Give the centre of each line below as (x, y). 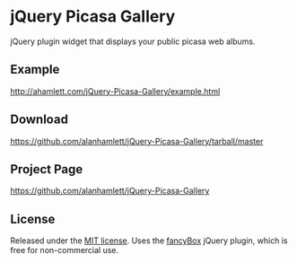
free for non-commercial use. (65, 250)
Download (39, 120)
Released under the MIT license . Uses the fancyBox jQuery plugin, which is (149, 241)
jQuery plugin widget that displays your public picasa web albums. (133, 41)
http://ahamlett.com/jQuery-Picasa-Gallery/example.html (115, 91)
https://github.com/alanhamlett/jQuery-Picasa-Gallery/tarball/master (137, 141)
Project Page (47, 169)
